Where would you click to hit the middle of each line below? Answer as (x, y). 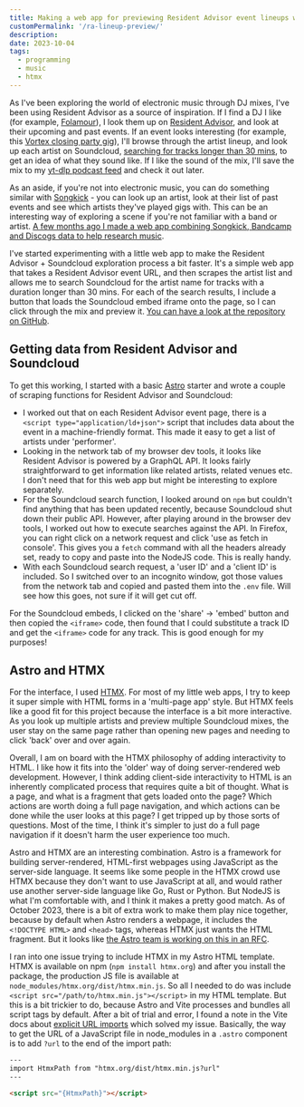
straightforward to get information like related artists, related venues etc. (157, 470)
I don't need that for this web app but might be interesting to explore (150, 480)
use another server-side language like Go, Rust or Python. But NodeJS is (145, 891)
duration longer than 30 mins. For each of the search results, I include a (142, 292)
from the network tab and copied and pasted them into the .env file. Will (157, 586)
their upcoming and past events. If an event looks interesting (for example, (148, 131)
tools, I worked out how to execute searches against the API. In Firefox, (155, 528)
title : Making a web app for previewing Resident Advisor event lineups (149, 18)
